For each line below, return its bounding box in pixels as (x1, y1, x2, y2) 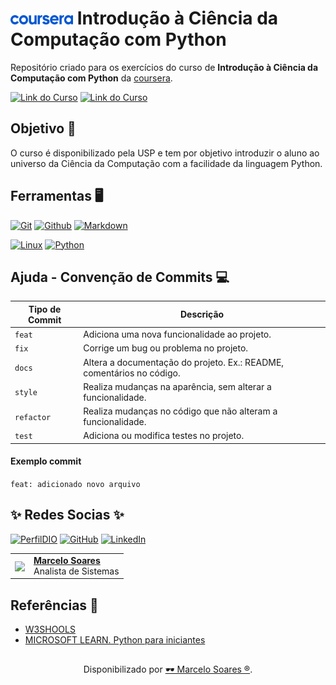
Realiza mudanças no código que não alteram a (83, 405, 278, 417)
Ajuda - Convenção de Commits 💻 (10, 268, 230, 286)
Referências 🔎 (10, 597, 99, 614)
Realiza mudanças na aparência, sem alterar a (83, 380, 272, 392)
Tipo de (28, 303, 62, 315)
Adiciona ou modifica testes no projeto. (83, 430, 245, 442)
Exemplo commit (10, 455, 82, 467)
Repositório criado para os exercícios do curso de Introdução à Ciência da (10, 61, 319, 73)
